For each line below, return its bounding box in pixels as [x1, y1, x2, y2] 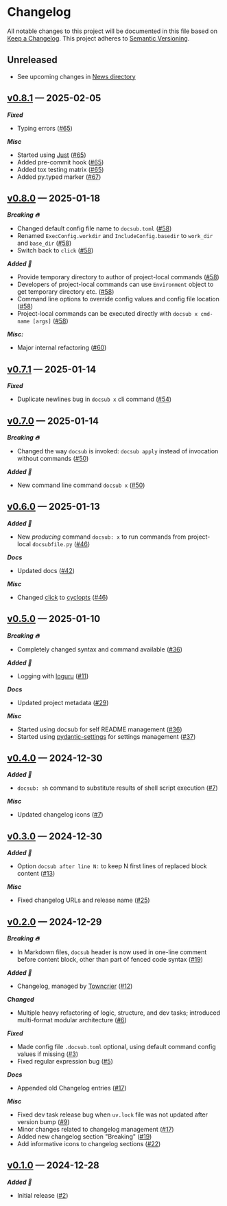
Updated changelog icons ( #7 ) [16, 810, 104, 819]
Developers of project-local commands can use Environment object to [16, 280, 214, 289]
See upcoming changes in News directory [16, 72, 136, 80]
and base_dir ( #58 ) [16, 239, 72, 248]
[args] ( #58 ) [32, 317, 69, 325]
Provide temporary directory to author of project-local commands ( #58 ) [16, 273, 219, 281]
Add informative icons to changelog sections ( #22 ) [16, 1140, 161, 1148]
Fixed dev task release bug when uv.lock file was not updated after [16, 1110, 208, 1119]
